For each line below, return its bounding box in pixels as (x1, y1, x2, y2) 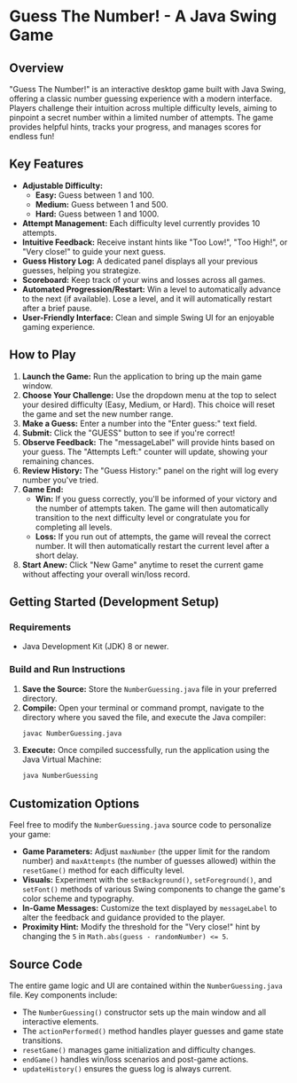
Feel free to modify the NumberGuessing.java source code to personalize (9, 820, 272, 830)
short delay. (35, 550, 79, 561)
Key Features (9, 157, 84, 172)
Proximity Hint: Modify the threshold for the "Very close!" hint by (21, 922, 261, 932)
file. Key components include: (9, 989, 118, 1000)
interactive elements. (21, 1016, 99, 1026)
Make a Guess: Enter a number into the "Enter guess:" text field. (21, 418, 257, 428)
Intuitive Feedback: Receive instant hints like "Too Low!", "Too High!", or (21, 237, 288, 247)
